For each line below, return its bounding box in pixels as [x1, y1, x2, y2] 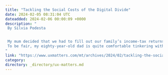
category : [5, 58, 26, 63]
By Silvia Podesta [7, 26, 46, 31]
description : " [5, 21, 37, 26]
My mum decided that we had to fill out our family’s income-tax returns [7, 39, 164, 44]
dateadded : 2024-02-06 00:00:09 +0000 [5, 16, 86, 21]
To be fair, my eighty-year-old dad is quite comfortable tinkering [7, 44, 153, 49]
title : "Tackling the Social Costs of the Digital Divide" [5, 7, 131, 12]
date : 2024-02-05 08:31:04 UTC [5, 12, 70, 17]
